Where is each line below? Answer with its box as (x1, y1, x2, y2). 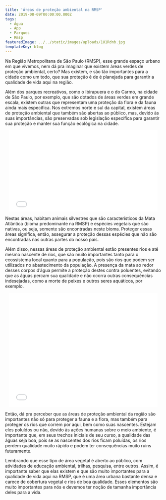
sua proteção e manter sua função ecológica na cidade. (5, 120, 119, 126)
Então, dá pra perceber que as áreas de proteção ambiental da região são (5, 411, 156, 417)
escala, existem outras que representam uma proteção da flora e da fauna (5, 99, 157, 105)
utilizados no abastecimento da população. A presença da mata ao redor (5, 262, 154, 268)
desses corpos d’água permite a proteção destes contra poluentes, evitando (5, 267, 161, 273)
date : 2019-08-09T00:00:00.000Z (5, 12, 72, 17)
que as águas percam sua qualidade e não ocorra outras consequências (5, 272, 153, 279)
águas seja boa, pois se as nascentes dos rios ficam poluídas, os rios (5, 437, 147, 443)
